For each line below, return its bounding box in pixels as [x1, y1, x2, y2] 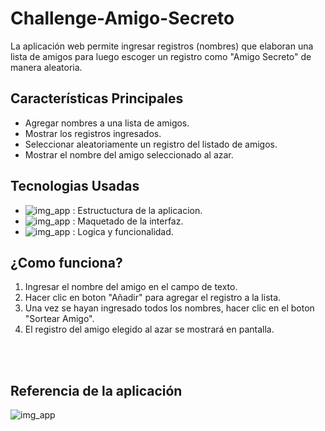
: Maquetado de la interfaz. [72, 215, 184, 227]
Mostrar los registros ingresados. [24, 127, 162, 139]
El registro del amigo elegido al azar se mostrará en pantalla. [24, 323, 275, 336]
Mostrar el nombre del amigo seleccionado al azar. [24, 148, 234, 161]
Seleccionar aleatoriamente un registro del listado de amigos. [24, 138, 278, 150]
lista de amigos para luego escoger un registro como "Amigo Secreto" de [10, 50, 312, 62]
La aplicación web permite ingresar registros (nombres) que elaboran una [10, 40, 314, 52]
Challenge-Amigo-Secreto [10, 7, 235, 30]
